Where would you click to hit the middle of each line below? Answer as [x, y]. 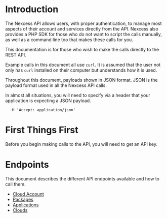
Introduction [32, 9]
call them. [16, 184]
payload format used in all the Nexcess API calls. [56, 85]
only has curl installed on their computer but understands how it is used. [81, 70]
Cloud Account [28, 194]
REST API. [16, 55]
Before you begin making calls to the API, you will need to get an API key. [81, 144]
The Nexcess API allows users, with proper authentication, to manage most [83, 23]
